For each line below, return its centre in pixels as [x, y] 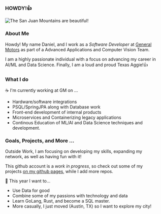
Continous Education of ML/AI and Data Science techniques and [77, 122]
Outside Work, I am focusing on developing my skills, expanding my [74, 151]
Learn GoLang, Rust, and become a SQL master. [61, 201]
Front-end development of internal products [57, 112]
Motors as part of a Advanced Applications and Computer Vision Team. [78, 49]
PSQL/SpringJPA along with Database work [56, 107]
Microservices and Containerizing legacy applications [67, 117]
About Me [17, 34]
